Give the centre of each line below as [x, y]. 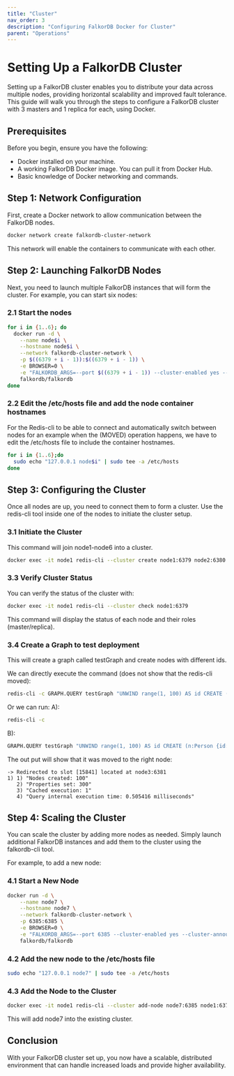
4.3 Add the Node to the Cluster [62, 991]
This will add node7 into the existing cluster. [70, 1019]
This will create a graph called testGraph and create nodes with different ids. [117, 659]
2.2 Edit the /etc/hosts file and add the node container [100, 403]
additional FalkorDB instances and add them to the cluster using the [104, 842]
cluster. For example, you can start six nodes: [72, 294]
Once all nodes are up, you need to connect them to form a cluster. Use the [115, 507]
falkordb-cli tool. [31, 849]
